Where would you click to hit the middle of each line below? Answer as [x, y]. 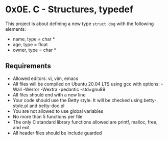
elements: [16, 29]
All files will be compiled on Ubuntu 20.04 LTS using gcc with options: [86, 84]
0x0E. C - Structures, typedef [69, 9]
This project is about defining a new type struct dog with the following [80, 24]
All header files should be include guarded [57, 133]
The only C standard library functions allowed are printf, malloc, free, [85, 122]
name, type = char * [34, 39]
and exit [21, 127]
